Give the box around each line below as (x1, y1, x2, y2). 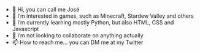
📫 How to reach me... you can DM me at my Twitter (12, 39, 144, 46)
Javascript (12, 25, 39, 32)
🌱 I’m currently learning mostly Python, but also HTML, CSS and (12, 19, 174, 26)
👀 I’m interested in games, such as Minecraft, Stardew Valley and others (12, 12, 194, 20)
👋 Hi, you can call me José (12, 6, 80, 13)
